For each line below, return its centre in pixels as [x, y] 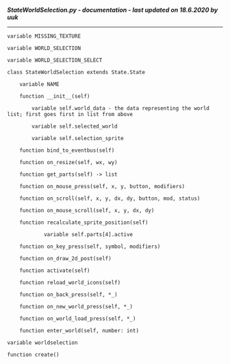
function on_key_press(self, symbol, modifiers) [90, 247]
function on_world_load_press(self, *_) [78, 319]
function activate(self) [55, 271]
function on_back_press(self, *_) [68, 295]
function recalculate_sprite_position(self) [84, 223]
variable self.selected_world [75, 126]
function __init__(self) [55, 96]
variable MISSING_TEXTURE [44, 36]
